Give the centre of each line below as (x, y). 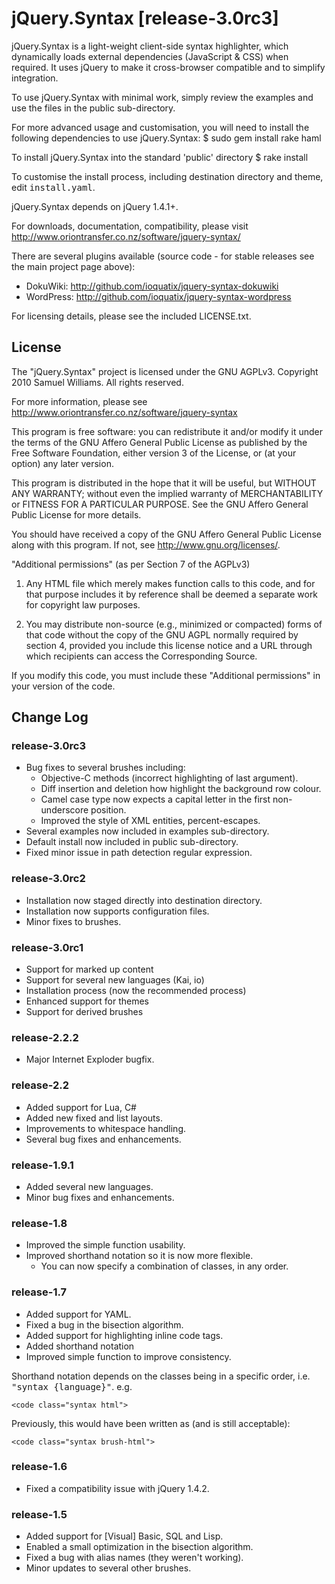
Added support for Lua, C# (81, 1107)
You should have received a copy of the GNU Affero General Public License (166, 534)
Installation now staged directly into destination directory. (144, 900)
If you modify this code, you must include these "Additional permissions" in (166, 675)
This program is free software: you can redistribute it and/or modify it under (167, 431)
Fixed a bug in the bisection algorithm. (104, 1324)
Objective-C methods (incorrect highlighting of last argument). (169, 778)
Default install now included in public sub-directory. (132, 842)
